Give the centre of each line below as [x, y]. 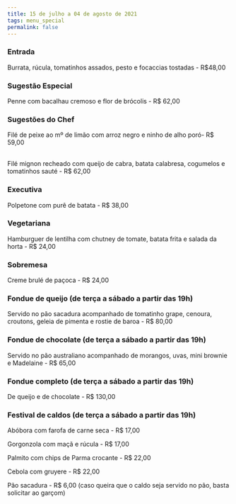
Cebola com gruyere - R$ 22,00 [54, 471]
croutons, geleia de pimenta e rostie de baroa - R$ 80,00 [90, 321]
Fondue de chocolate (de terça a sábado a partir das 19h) [107, 340]
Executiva [25, 190]
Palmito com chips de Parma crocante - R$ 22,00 [79, 458]
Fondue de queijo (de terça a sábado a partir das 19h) [100, 298]
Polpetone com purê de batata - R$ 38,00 [68, 205]
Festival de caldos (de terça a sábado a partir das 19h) [102, 415]
